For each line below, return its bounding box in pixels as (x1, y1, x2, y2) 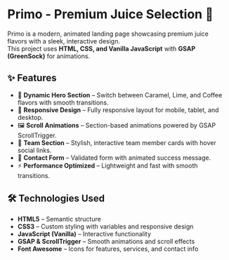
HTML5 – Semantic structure (17, 214, 102, 223)
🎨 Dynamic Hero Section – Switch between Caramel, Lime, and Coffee (17, 90, 223, 99)
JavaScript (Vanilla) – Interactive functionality (17, 229, 152, 238)
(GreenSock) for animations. (7, 52, 90, 60)
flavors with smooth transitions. (17, 98, 109, 107)
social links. (17, 146, 52, 154)
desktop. (17, 113, 44, 121)
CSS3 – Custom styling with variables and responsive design (17, 222, 194, 231)
